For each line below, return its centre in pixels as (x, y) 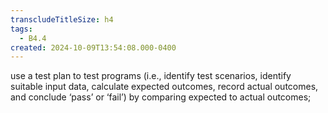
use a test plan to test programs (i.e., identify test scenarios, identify (151, 76)
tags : (21, 29)
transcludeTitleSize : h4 (62, 19)
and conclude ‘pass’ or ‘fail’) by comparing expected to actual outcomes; (161, 97)
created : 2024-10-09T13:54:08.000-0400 (93, 47)
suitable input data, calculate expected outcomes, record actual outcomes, (164, 87)
